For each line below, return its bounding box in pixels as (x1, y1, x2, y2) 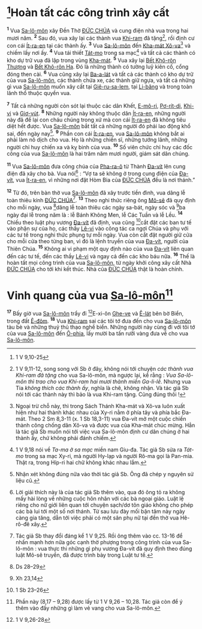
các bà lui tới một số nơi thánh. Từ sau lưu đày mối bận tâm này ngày (15, 508, 185, 515)
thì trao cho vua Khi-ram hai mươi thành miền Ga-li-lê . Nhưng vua (28, 378, 191, 385)
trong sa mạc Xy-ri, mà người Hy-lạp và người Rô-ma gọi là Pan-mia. (25, 453, 194, 460)
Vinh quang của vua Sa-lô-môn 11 (7, 287, 173, 303)
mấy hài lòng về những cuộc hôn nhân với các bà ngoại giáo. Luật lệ (15, 495, 185, 503)
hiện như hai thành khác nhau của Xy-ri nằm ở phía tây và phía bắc (15, 409, 181, 416)
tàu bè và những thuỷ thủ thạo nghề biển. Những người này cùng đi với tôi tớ (7, 323, 195, 331)
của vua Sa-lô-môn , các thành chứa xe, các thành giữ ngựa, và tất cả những (7, 76, 195, 84)
